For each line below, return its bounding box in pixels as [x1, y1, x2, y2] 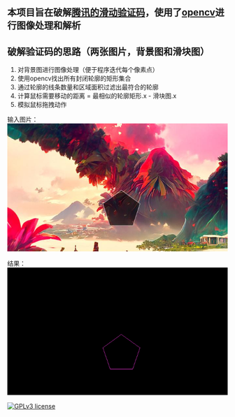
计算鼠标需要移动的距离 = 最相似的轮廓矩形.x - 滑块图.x [17, 92, 177, 100]
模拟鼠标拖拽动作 [17, 101, 67, 109]
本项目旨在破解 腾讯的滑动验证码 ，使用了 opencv [7, 6, 215, 19]
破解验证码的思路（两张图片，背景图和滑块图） [7, 45, 210, 57]
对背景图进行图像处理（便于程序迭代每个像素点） [17, 66, 159, 74]
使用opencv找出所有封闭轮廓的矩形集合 [17, 74, 131, 82]
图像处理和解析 [16, 20, 81, 31]
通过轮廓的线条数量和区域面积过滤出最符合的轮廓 [17, 83, 159, 92]
